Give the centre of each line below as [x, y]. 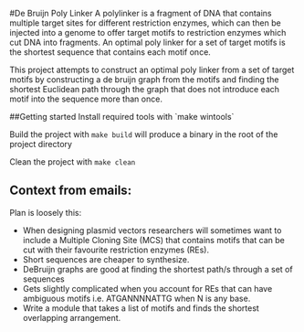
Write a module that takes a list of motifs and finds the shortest [141, 308]
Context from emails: [71, 191]
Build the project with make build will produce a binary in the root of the [144, 134]
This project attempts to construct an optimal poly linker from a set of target [152, 70]
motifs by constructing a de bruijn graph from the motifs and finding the [144, 80]
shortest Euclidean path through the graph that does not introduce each [145, 89]
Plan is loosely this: [46, 212]
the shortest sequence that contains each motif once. [110, 52]
